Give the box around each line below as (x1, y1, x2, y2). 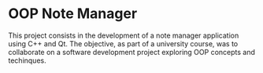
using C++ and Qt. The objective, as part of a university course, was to (8, 38, 239, 48)
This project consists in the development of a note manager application (8, 31, 239, 40)
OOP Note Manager (8, 5, 138, 23)
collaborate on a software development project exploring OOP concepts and (8, 47, 256, 57)
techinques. (8, 56, 46, 65)
